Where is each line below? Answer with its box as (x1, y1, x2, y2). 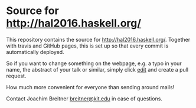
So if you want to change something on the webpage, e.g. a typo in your (6, 60, 182, 67)
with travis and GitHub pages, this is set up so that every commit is (6, 42, 169, 49)
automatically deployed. (6, 48, 64, 55)
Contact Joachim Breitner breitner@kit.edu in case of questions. (6, 95, 162, 102)
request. (6, 72, 27, 79)
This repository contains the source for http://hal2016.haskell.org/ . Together (6, 36, 191, 43)
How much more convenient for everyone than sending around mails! (6, 83, 175, 90)
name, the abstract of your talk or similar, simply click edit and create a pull (6, 66, 189, 73)
